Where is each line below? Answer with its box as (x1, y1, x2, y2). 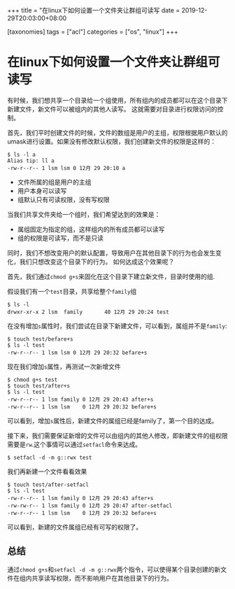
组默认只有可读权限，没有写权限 (17, 195, 110, 204)
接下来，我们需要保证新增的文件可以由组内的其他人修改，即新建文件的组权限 (7, 431, 228, 439)
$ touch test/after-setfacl (7, 481, 90, 488)
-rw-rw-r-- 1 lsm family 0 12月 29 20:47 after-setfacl (7, 502, 173, 509)
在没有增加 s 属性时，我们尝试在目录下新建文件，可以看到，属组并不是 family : (7, 321, 227, 330)
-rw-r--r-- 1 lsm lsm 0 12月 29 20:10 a (7, 164, 126, 171)
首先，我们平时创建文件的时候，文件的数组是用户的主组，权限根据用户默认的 (7, 128, 228, 136)
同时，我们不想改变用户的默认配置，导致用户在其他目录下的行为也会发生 (7, 248, 215, 257)
